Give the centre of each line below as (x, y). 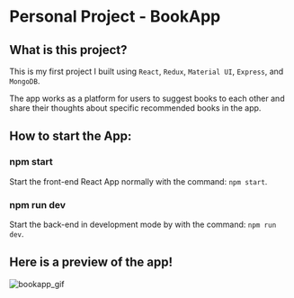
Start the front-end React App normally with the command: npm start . (138, 181)
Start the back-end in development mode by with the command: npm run (143, 224)
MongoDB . (25, 81)
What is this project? (68, 50)
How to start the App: (71, 136)
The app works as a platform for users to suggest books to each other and (147, 98)
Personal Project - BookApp (115, 17)
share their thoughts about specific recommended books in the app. (135, 108)
